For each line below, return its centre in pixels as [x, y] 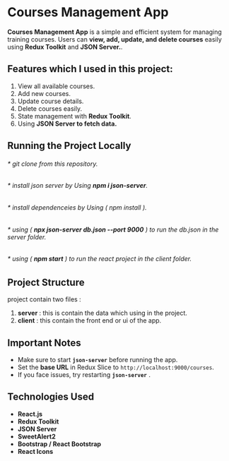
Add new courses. [44, 93]
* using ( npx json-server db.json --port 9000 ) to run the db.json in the [113, 229]
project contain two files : [44, 299]
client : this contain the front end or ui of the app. [89, 321]
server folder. [27, 237]
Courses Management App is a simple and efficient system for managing [115, 32]
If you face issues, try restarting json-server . [84, 375]
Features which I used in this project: [90, 69]
